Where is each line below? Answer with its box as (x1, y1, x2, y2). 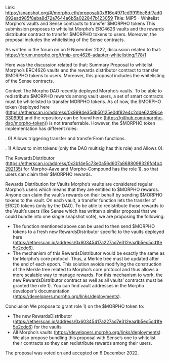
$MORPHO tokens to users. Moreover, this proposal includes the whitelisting (5, 73, 165, 78)
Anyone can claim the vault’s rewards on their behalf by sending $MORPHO (5, 192, 163, 198)
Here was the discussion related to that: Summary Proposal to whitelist (5, 62, 153, 68)
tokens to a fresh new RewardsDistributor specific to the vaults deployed (12, 228, 164, 235)
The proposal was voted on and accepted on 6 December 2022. (5, 350, 139, 356)
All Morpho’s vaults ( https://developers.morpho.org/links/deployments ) (12, 330, 161, 335)
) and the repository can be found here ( (22, 115, 105, 121)
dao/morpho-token (5, 120, 45, 126)
